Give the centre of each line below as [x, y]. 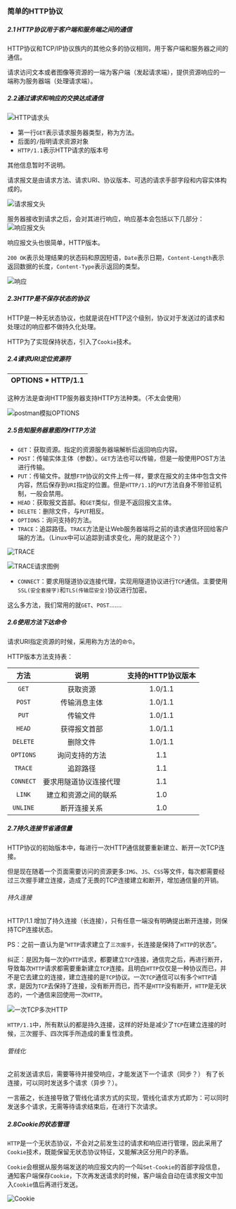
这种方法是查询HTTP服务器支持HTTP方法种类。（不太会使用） [96, 398]
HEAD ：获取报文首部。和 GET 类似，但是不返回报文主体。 [96, 502]
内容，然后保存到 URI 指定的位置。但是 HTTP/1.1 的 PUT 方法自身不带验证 [117, 485]
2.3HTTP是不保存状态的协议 [48, 299]
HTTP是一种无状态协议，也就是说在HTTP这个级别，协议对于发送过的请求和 [116, 318]
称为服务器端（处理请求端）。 [55, 81]
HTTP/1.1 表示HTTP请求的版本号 [63, 150]
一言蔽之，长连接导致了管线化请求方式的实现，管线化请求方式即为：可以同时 [118, 1098]
